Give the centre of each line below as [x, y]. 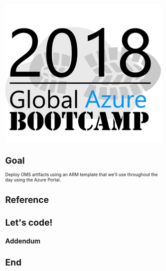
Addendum [23, 241]
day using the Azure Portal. [33, 180]
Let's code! [29, 223]
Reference [27, 200]
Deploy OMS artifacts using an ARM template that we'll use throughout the [82, 174]
